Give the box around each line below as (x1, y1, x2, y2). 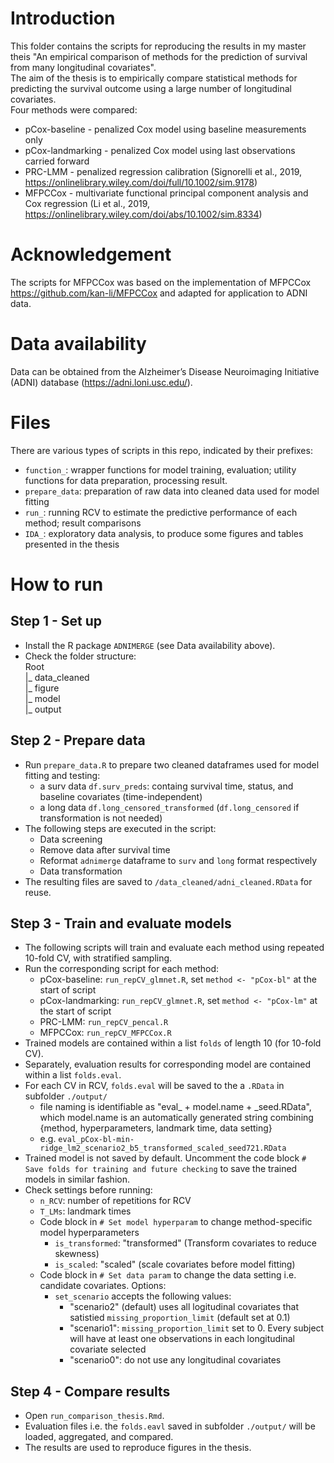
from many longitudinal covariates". (10, 61, 157, 73)
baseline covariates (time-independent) (39, 790, 203, 802)
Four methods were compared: (10, 103, 138, 116)
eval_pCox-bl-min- (58, 1135, 135, 1145)
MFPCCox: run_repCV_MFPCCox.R (39, 1027, 172, 1039)
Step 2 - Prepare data (10, 732, 146, 749)
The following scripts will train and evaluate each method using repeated (24, 942, 325, 954)
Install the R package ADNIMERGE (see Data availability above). (24, 639, 276, 651)
